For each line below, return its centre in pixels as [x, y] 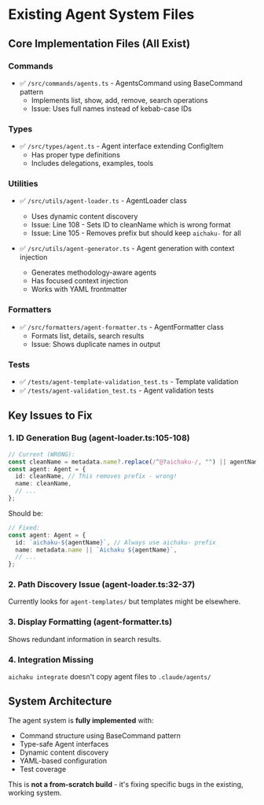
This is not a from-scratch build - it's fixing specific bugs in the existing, [126, 784]
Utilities [23, 184]
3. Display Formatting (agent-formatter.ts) [90, 622]
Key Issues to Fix [50, 416]
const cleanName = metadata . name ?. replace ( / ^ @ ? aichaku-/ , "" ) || [117, 462]
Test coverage [43, 769]
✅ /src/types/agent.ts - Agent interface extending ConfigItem [121, 146]
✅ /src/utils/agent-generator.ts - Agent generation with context [127, 249]
